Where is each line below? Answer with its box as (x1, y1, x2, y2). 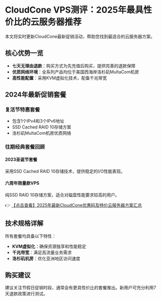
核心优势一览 (5, 49, 44, 57)
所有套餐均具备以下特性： (5, 233, 56, 239)
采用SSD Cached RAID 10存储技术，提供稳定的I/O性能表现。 (5, 168, 125, 174)
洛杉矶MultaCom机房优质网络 (12, 130, 71, 136)
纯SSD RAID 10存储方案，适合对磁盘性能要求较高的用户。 (5, 192, 120, 198)
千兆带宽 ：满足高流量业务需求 (12, 249, 72, 255)
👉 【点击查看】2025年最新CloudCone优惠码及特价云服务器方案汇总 (5, 202, 142, 208)
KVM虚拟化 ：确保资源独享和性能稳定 (12, 243, 86, 249)
